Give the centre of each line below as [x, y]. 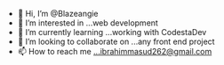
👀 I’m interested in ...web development [88, 23]
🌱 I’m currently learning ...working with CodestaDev [112, 32]
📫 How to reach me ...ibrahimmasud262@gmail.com [115, 51]
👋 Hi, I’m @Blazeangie [58, 14]
